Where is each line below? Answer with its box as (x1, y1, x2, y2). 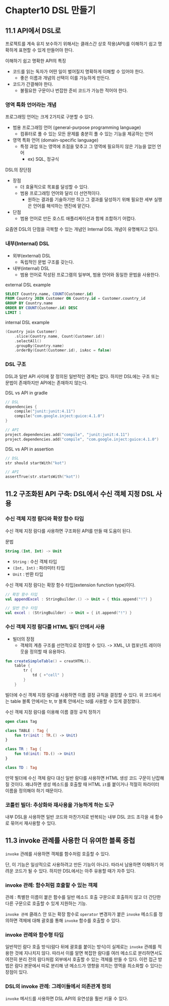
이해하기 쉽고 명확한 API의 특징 (5, 58, 67, 64)
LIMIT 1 (5, 310, 22, 315)
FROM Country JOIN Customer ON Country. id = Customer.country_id (5, 296, 145, 301)
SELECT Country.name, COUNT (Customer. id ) (5, 291, 94, 296)
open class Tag (5, 719, 37, 724)
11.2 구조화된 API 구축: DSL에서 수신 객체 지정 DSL (5, 489, 155, 498)
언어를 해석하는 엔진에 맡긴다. (33, 203, 91, 209)
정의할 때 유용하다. (29, 648, 67, 655)
